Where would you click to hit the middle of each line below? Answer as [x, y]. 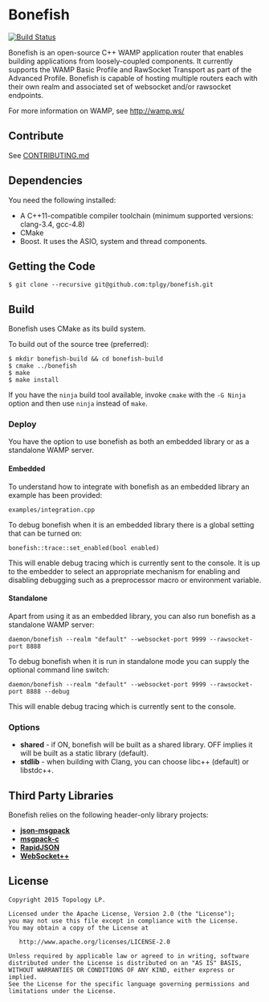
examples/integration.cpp [51, 510]
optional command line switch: [59, 670]
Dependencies [45, 181]
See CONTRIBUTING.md [49, 155]
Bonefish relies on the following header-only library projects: [108, 815]
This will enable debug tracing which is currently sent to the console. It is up [134, 563]
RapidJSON [40, 847]
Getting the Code [52, 266]
